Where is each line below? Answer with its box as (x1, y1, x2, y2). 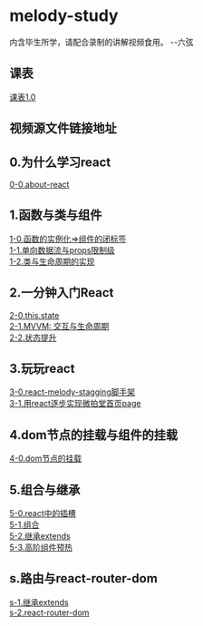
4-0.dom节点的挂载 (9, 453, 82, 464)
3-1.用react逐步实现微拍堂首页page (9, 398, 141, 409)
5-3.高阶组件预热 (9, 542, 72, 553)
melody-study (9, 5, 119, 26)
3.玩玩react (9, 360, 75, 377)
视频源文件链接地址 (9, 121, 117, 136)
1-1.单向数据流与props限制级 (9, 244, 115, 255)
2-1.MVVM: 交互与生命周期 (9, 320, 110, 331)
